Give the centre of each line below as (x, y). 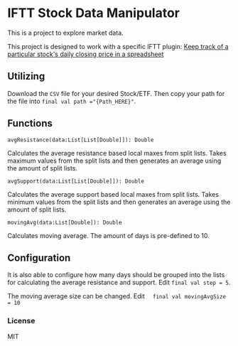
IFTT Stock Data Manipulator (93, 13)
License (21, 321)
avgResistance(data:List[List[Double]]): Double (81, 140)
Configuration (39, 258)
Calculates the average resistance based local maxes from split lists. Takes (117, 153)
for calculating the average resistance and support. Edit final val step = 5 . (119, 283)
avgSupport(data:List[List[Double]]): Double (76, 181)
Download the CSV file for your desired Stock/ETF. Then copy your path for (116, 93)
